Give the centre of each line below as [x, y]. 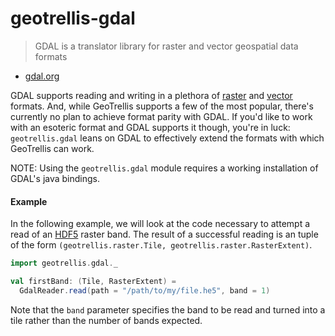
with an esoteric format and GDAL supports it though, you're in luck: [150, 127]
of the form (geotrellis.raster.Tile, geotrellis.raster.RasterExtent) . [161, 245]
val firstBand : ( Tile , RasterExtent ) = [93, 282]
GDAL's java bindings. [55, 178]
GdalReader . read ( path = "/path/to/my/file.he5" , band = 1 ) [145, 290]
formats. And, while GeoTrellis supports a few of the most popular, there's [162, 106]
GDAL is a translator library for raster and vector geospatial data [166, 46]
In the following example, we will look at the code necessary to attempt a [160, 224]
